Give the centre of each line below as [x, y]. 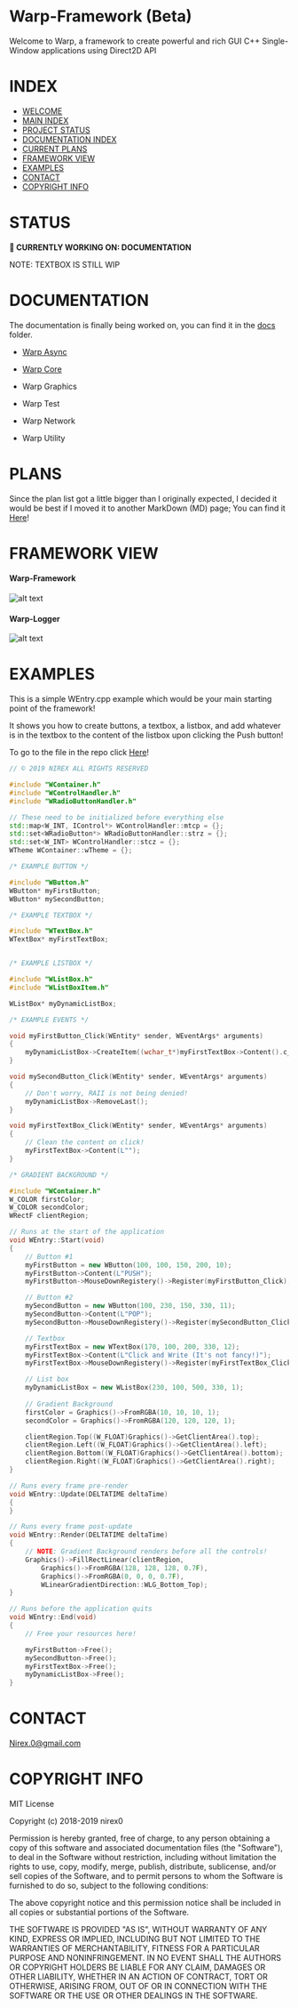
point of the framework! [52, 708]
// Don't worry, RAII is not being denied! [107, 1093]
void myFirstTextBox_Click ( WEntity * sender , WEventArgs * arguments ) [138, 1126]
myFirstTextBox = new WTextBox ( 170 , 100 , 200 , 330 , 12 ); [133, 1347]
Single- [275, 41]
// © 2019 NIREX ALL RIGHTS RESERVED [79, 769]
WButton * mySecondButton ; [57, 899]
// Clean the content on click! [85, 1142]
